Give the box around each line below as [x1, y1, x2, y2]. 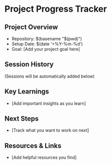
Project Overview [4, 23, 58, 31]
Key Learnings [4, 87, 49, 96]
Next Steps [4, 115, 39, 123]
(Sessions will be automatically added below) [4, 73, 95, 79]
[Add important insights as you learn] [11, 100, 86, 106]
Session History [4, 60, 54, 69]
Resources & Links [4, 142, 62, 150]
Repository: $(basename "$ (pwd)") [11, 36, 82, 41]
